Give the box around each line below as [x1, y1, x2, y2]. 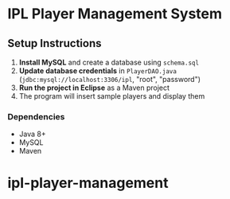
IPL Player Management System [7, 5, 223, 23]
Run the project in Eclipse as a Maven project [18, 83, 170, 92]
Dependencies [7, 111, 65, 122]
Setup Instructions [7, 37, 102, 50]
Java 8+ [18, 129, 46, 139]
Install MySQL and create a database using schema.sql [18, 57, 200, 67]
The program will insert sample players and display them [18, 92, 205, 100]
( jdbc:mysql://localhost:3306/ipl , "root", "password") [18, 75, 201, 84]
